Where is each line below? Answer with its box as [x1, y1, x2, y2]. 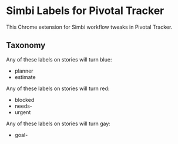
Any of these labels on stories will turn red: [6, 85, 110, 92]
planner [14, 67, 33, 74]
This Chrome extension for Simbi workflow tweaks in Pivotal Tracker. [6, 23, 173, 30]
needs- [14, 102, 32, 109]
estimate [14, 73, 36, 80]
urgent [14, 108, 31, 115]
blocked [14, 96, 35, 103]
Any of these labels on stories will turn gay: [6, 120, 110, 127]
